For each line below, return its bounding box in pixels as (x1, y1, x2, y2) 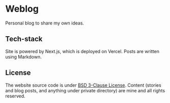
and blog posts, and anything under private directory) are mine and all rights (5, 87, 165, 93)
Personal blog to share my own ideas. (5, 20, 84, 26)
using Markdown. (5, 54, 42, 60)
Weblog (5, 3, 39, 15)
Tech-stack (5, 35, 43, 43)
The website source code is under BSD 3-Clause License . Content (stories (5, 82, 161, 88)
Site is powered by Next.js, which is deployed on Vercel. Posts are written (5, 48, 159, 54)
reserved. (5, 93, 25, 99)
